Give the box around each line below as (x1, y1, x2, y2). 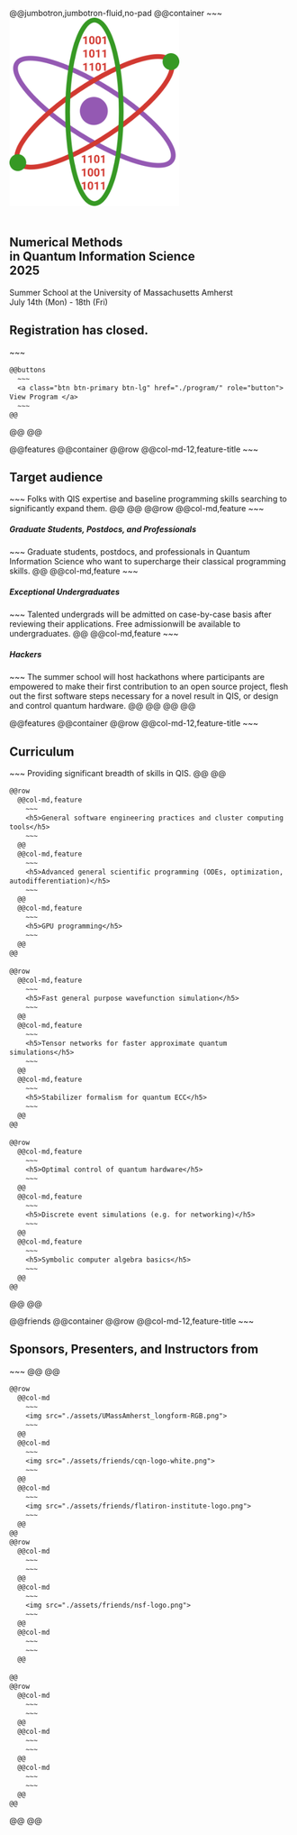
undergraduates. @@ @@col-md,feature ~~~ (9, 628, 179, 639)
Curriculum (9, 744, 75, 759)
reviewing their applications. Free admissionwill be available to (9, 619, 241, 629)
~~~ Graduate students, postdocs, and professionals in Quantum (9, 546, 250, 557)
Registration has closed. (9, 323, 148, 338)
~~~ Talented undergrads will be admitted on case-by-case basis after (9, 609, 272, 620)
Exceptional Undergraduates (9, 586, 120, 597)
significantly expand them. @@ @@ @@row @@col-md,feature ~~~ (9, 503, 265, 514)
